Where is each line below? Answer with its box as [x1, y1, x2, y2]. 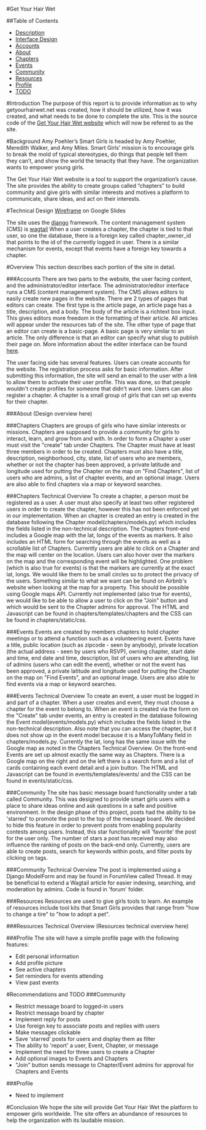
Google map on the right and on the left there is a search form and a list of [6, 757, 194, 765]
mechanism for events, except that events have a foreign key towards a [6, 245, 187, 252]
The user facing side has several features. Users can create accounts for [6, 359, 191, 366]
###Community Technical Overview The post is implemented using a [6, 866, 181, 873]
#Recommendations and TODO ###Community [6, 991, 126, 998]
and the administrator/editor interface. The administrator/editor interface [6, 282, 189, 289]
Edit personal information [15, 953, 80, 960]
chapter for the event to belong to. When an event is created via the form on [6, 705, 199, 713]
